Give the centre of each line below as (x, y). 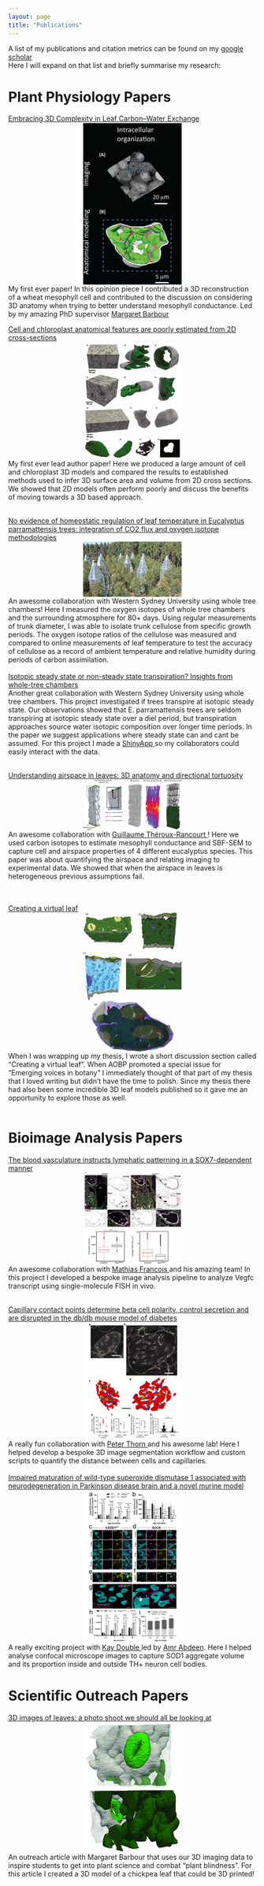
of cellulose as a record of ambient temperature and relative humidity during (132, 652)
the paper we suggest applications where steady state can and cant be (123, 735)
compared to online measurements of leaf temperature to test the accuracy (130, 643)
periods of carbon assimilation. (58, 660)
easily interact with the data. (54, 752)
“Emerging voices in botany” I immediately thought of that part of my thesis (130, 1072)
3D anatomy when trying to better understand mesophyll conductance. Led (130, 305)
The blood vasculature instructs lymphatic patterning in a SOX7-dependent (130, 1160)
